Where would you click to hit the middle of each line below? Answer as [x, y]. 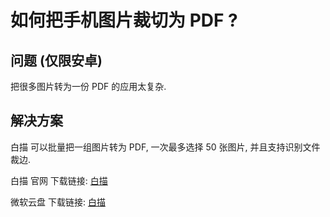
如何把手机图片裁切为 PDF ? [124, 20]
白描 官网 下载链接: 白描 [59, 180]
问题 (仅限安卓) [56, 60]
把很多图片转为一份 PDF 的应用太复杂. [88, 86]
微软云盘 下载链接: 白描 [58, 202]
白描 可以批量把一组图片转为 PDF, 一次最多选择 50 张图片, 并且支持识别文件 [165, 147]
